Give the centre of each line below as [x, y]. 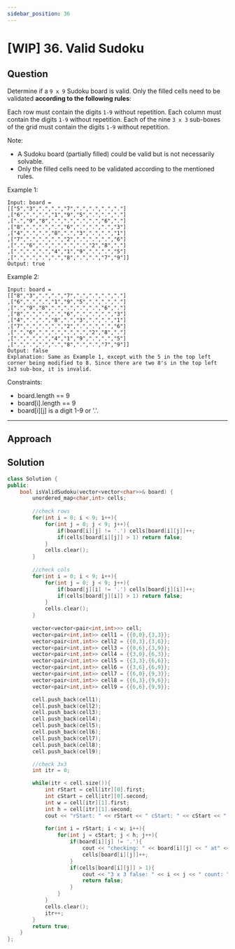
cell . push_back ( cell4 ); [67, 719]
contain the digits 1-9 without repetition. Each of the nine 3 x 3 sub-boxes [114, 119]
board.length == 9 [43, 395]
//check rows [51, 511]
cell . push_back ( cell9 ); [67, 751]
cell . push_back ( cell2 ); [67, 706]
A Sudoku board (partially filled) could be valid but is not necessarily [116, 154]
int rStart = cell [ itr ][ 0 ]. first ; [95, 790]
